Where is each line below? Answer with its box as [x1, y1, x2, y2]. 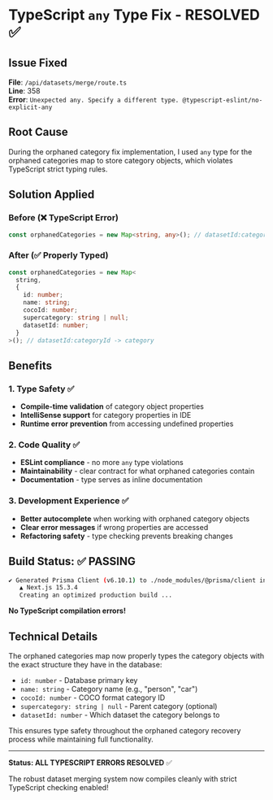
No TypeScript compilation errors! [8, 606, 126, 615]
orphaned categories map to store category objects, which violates [8, 155, 233, 165]
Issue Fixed [8, 55, 67, 70]
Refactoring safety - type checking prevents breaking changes [19, 531, 233, 541]
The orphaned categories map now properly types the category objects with [8, 650, 265, 660]
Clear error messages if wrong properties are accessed [19, 522, 209, 532]
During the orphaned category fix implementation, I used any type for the [8, 146, 253, 156]
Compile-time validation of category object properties [19, 402, 205, 411]
